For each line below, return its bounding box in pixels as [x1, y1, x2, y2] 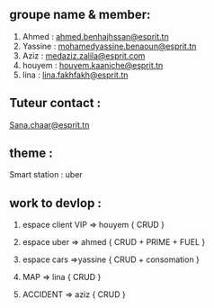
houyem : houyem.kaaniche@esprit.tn [22, 59, 164, 70]
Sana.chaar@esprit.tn [9, 119, 90, 130]
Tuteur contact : [9, 95, 102, 111]
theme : [9, 146, 53, 161]
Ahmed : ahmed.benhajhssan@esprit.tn [22, 31, 169, 41]
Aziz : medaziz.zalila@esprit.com [22, 50, 146, 61]
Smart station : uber [9, 169, 83, 180]
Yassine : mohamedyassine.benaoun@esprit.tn [22, 41, 197, 51]
